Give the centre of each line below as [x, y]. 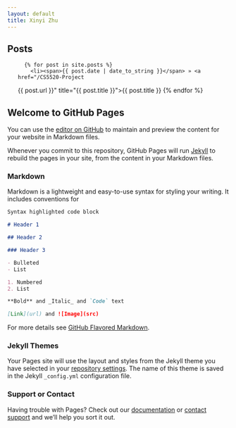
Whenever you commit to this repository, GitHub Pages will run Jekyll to [112, 151]
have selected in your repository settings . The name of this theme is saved [116, 369]
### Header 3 [26, 251]
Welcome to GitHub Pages [66, 112]
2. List [19, 289]
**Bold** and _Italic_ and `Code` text [66, 301]
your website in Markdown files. [54, 137]
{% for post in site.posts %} [68, 65]
